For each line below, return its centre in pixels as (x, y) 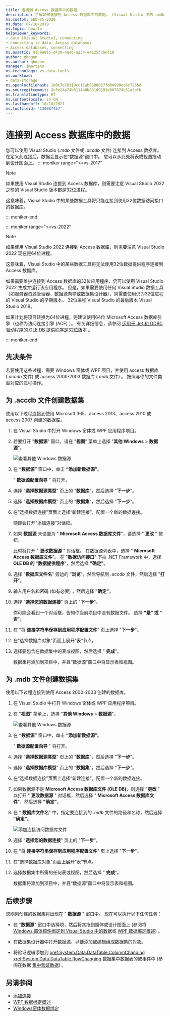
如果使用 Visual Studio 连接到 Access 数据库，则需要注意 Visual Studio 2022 (85, 183)
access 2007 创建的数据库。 (35, 420)
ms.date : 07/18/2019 (27, 24)
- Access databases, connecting (40, 48)
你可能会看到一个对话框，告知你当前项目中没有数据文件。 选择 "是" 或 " (88, 612)
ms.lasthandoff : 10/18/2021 (35, 104)
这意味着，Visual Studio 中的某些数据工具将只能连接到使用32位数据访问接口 (84, 200)
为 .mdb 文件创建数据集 (42, 679)
